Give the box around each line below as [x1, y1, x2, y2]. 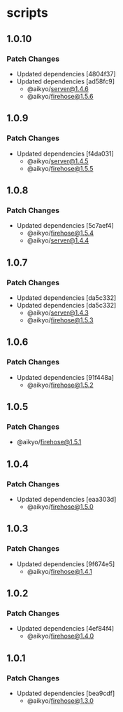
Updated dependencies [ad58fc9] [16, 77, 115, 85]
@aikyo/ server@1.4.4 [27, 236, 89, 245]
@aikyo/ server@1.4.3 [27, 308, 89, 317]
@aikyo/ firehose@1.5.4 [27, 229, 94, 238]
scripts [6, 5, 48, 21]
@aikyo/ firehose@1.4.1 [27, 567, 92, 575]
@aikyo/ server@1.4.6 [27, 84, 89, 93]
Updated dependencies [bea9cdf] [16, 689, 115, 698]
